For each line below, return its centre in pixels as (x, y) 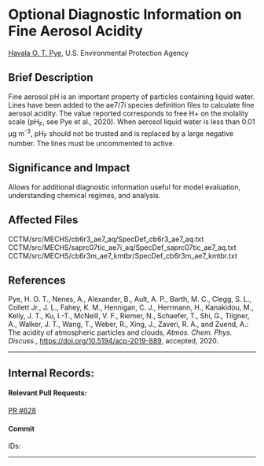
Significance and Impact (69, 168)
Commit (22, 428)
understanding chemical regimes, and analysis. (84, 195)
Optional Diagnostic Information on (125, 15)
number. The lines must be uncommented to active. (92, 143)
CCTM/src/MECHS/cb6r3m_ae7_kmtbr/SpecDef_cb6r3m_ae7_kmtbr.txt (123, 255)
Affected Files (43, 220)
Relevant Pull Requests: (48, 393)
